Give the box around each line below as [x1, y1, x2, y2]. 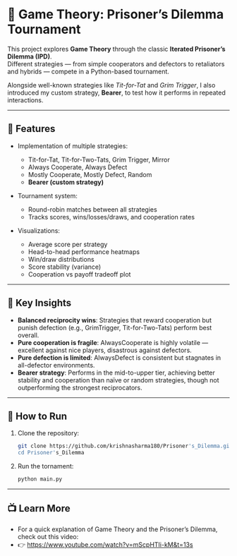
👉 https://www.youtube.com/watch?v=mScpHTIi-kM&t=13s [17, 540, 193, 549]
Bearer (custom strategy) [28, 178, 104, 186]
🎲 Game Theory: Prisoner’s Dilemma [7, 6, 224, 23]
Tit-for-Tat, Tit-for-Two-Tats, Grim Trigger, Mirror [28, 155, 171, 164]
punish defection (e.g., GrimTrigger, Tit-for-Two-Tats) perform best [17, 323, 212, 332]
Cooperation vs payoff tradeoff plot [28, 270, 131, 278]
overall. [17, 331, 39, 339]
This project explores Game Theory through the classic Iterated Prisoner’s [7, 44, 226, 53]
